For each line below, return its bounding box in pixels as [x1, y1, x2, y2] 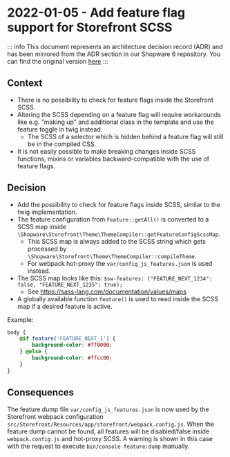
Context [7, 78, 43, 89]
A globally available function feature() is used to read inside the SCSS [17, 294, 219, 303]
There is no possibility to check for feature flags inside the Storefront [17, 96, 214, 104]
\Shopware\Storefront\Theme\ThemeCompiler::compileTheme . [27, 251, 197, 260]
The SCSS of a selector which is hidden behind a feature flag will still [27, 132, 224, 141]
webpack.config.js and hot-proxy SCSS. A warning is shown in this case [7, 434, 213, 442]
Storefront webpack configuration [7, 412, 104, 420]
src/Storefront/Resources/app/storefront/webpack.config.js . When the [7, 420, 215, 428]
